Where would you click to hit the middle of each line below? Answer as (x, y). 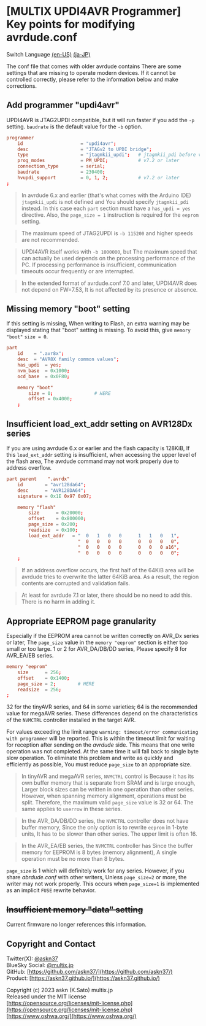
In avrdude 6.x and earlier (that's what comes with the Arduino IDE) (106, 195)
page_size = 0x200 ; (53, 524)
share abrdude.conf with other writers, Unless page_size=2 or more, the (97, 877)
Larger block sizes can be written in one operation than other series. (108, 790)
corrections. (22, 86)
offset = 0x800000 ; (57, 519)
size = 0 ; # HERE (70, 393)
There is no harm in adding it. (59, 602)
